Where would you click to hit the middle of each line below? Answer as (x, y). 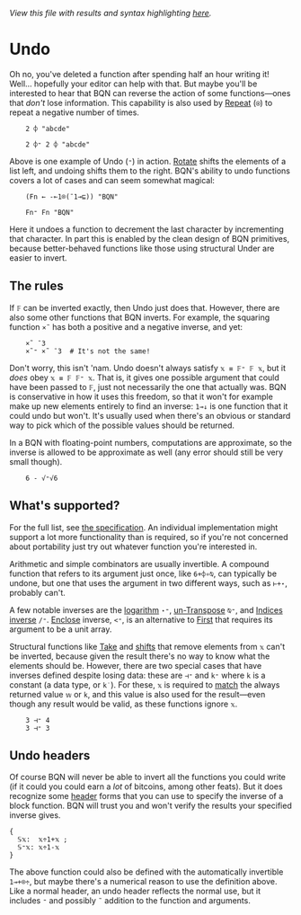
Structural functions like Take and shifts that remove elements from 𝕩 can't (147, 646)
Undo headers (50, 755)
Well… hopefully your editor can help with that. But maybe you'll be (133, 84)
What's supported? (65, 506)
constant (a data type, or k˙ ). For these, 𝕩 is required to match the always (145, 684)
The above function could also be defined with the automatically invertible (146, 872)
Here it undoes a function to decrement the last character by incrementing (147, 229)
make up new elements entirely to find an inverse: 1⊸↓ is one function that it (149, 406)
